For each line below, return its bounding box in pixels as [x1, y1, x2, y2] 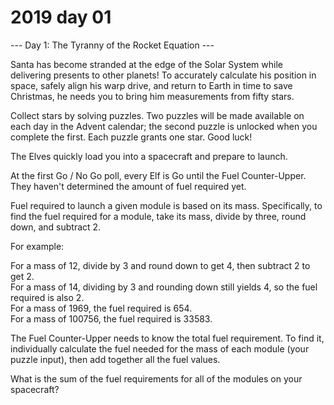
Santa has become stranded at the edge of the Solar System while [10, 58, 283, 70]
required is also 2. [10, 291, 85, 303]
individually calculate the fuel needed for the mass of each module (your [10, 342, 310, 355]
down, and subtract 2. [10, 221, 102, 233]
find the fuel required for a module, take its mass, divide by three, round [10, 210, 307, 222]
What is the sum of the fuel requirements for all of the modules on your [10, 372, 303, 385]
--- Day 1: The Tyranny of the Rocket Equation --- [10, 39, 215, 51]
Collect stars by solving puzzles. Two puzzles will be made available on [10, 109, 305, 121]
